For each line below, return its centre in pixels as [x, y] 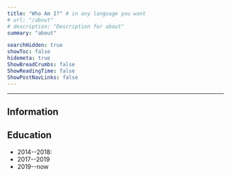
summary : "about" [32, 33]
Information [33, 111]
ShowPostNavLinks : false [43, 77]
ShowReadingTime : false [41, 71]
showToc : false [29, 52]
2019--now [33, 166]
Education [30, 135]
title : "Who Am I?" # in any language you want [77, 13]
